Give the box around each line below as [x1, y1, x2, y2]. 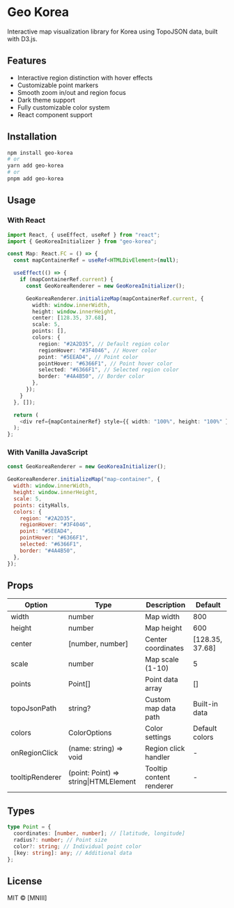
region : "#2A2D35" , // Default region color [38, 340, 170, 348]
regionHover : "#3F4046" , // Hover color [38, 347, 157, 354]
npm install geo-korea [7, 149, 73, 156]
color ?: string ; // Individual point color [13, 842, 141, 850]
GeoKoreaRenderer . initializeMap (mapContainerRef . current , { [25, 295, 204, 302]
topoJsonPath [10, 704, 57, 713]
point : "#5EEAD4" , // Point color [38, 353, 139, 360]
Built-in [192, 699, 218, 709]
